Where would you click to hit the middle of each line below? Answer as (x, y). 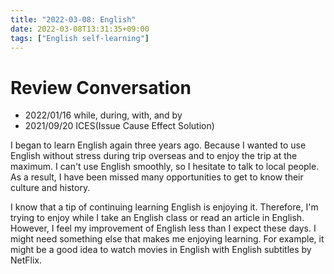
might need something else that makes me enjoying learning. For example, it (167, 239)
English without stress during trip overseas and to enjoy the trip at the (154, 156)
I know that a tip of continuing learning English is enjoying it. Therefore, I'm (164, 207)
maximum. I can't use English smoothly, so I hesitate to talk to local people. (165, 167)
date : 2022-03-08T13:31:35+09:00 (80, 29)
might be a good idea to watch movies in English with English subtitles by (161, 250)
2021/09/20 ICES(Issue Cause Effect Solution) (119, 126)
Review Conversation (101, 87)
